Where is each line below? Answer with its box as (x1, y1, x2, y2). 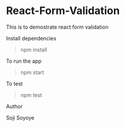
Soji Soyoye (6, 114, 35, 121)
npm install (20, 46, 48, 53)
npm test (20, 91, 42, 98)
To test (6, 80, 23, 87)
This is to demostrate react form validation (6, 23, 109, 30)
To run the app (6, 57, 42, 64)
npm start (20, 68, 44, 75)
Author (6, 102, 23, 109)
